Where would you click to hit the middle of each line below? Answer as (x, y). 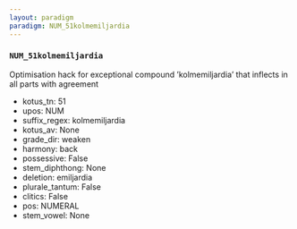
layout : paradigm (42, 17)
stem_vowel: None (56, 215)
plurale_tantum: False (61, 187)
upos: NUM (43, 110)
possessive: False (55, 158)
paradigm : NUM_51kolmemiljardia (69, 26)
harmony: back (50, 148)
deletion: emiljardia (57, 177)
